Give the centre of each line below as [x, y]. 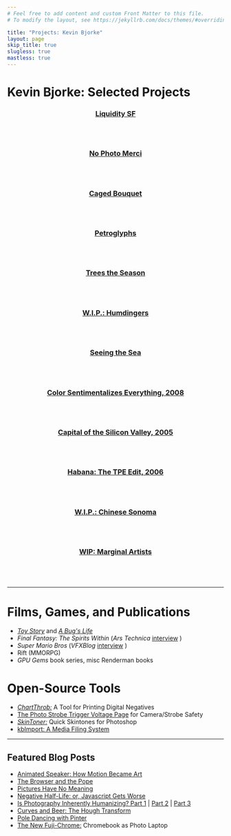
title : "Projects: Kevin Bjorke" [55, 32]
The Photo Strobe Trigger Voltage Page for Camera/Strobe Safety [110, 715]
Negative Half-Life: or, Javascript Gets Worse [81, 796]
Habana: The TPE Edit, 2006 [115, 472]
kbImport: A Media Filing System [63, 729]
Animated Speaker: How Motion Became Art [79, 774]
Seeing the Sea [115, 352]
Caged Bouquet [115, 193]
